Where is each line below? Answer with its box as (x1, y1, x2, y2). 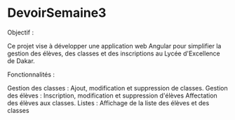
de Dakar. (7, 56, 35, 65)
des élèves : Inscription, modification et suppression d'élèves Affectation (7, 91, 217, 100)
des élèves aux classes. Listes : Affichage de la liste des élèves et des (7, 98, 210, 107)
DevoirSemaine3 (7, 5, 107, 21)
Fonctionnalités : (7, 70, 55, 79)
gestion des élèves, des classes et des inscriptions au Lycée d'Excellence (7, 49, 220, 58)
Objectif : (7, 28, 34, 36)
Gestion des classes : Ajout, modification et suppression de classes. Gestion (7, 84, 228, 92)
